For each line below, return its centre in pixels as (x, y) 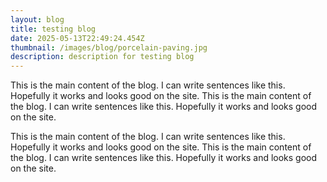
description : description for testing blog (102, 57)
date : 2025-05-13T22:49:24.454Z (77, 38)
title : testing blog (53, 29)
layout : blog (37, 19)
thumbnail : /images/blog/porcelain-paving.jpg (109, 47)
